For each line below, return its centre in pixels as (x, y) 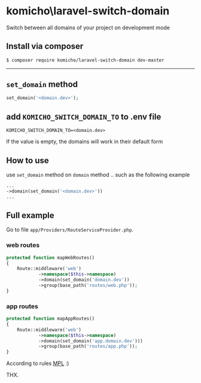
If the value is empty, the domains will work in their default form (85, 142)
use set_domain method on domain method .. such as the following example (98, 174)
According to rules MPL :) (38, 363)
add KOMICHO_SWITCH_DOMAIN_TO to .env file (84, 117)
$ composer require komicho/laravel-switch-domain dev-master (85, 60)
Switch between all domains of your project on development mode (88, 27)
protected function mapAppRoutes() (51, 319)
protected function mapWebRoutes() (51, 258)
